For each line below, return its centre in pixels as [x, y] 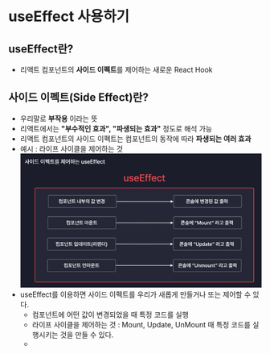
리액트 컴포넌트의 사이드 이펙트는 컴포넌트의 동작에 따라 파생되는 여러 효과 [135, 139]
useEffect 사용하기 [69, 17]
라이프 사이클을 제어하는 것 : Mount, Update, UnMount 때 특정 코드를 [141, 324]
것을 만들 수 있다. [87, 335]
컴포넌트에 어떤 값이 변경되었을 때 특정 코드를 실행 [110, 314]
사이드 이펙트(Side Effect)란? [78, 98]
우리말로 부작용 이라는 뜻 [59, 119]
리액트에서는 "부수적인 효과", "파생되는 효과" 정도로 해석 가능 [116, 128]
